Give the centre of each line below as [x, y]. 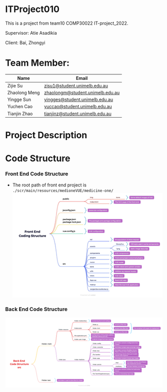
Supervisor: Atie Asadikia [31, 33]
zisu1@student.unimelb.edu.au [76, 85]
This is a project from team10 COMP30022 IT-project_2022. [67, 23]
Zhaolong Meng [23, 92]
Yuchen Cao [20, 107]
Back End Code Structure [36, 309]
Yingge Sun [19, 100]
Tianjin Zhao [20, 114]
